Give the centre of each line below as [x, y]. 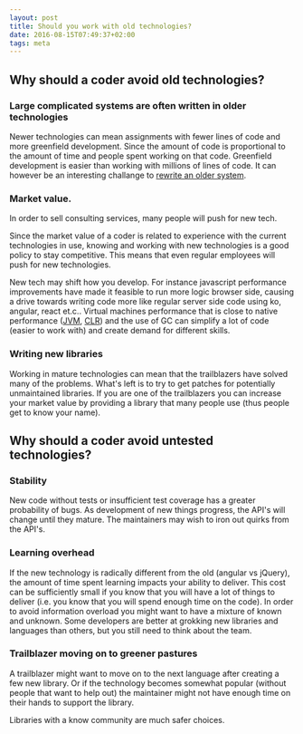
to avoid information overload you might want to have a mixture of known [146, 611]
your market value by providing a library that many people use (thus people [150, 402]
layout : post [34, 18]
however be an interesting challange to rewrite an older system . [128, 175]
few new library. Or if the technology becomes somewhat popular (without [148, 683]
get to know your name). [55, 412]
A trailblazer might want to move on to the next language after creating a [144, 673]
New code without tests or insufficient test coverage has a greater [133, 500]
